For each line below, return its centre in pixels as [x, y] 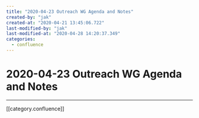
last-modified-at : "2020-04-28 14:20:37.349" [63, 34]
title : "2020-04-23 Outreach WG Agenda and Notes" [70, 12]
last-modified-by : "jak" [37, 28]
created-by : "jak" [29, 17]
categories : [21, 39]
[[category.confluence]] [35, 109]
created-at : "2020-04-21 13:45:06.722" [55, 23]
